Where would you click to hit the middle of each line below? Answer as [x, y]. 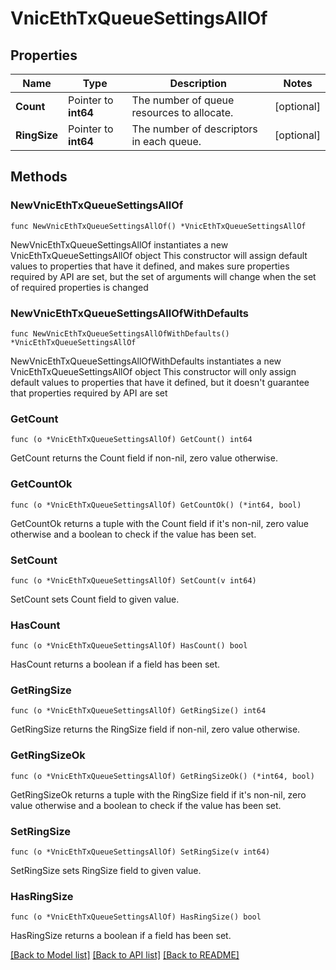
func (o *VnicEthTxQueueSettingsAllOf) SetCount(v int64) [133, 580]
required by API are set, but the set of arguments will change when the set [163, 276]
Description [198, 83]
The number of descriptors [194, 129]
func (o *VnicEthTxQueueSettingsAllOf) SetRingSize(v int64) [140, 852]
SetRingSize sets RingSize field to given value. [106, 871]
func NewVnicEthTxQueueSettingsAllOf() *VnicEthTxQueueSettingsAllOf [158, 226]
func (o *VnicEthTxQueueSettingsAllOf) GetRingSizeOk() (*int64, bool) [162, 776]
